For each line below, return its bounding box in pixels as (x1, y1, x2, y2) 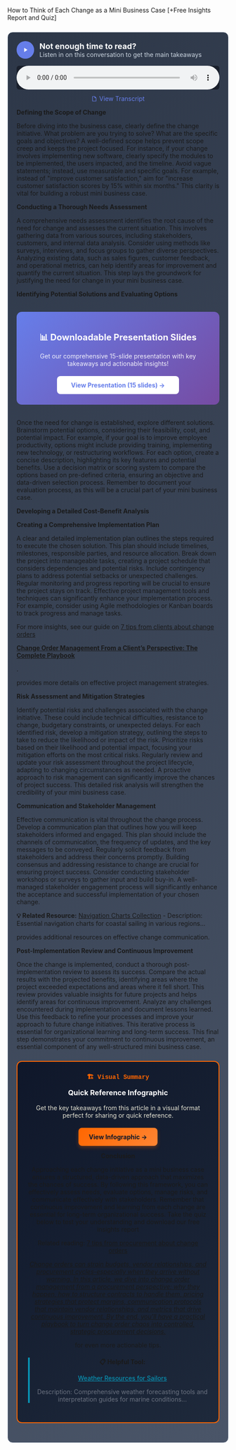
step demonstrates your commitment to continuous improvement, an (16, 1035, 216, 1043)
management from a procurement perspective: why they (36, 1282, 200, 1291)
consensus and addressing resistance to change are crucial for (16, 861, 199, 868)
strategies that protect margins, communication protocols (34, 1297, 202, 1306)
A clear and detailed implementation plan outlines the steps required (16, 535, 214, 542)
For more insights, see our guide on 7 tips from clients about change (16, 623, 214, 631)
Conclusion (100, 1151, 136, 1160)
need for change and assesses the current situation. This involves (16, 224, 207, 232)
